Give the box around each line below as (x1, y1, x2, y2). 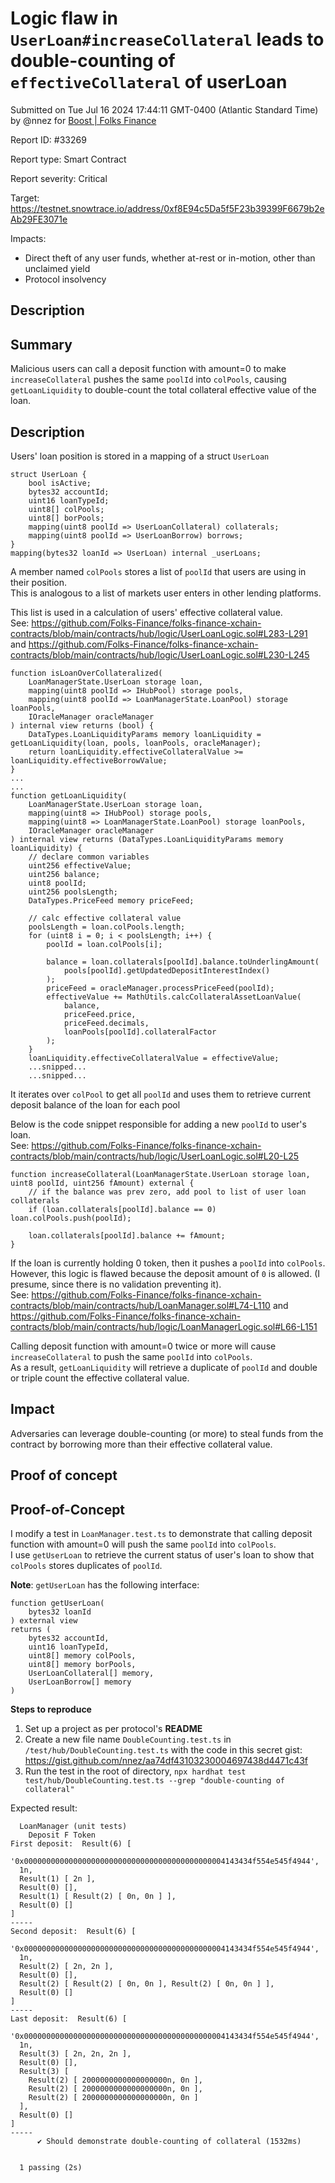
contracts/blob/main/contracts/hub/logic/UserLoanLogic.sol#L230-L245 (10, 648, 310, 661)
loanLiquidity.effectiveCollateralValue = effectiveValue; (28, 1053, 280, 1063)
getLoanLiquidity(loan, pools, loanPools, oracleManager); (10, 738, 262, 748)
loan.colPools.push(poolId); (10, 1213, 132, 1223)
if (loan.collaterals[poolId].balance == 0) (28, 1204, 217, 1214)
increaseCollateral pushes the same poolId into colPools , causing (10, 373, 287, 386)
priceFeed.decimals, (63, 1018, 150, 1028)
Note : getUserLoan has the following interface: (10, 1578, 200, 1591)
